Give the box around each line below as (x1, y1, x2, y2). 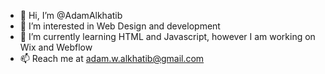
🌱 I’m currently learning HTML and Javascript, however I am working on (19, 31, 316, 42)
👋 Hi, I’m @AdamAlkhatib (19, 10, 123, 21)
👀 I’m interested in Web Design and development (19, 20, 221, 32)
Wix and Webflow (19, 41, 93, 53)
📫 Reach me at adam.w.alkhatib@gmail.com (19, 53, 205, 64)
